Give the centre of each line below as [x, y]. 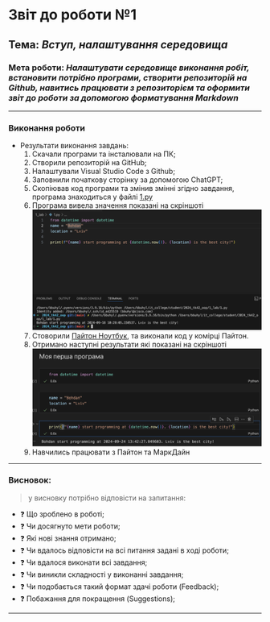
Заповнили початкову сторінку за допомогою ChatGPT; [127, 180]
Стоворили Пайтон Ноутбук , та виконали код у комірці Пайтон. [140, 335]
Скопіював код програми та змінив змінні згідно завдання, [133, 189]
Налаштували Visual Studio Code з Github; [103, 172]
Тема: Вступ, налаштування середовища [118, 45]
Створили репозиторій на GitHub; [89, 163]
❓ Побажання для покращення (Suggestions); [97, 599]
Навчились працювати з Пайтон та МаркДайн [111, 452]
